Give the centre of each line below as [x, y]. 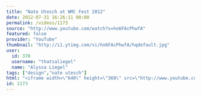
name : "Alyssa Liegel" [40, 67]
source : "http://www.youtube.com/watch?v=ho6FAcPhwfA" [76, 28]
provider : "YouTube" [32, 39]
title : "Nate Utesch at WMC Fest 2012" [56, 12]
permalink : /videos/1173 [37, 23]
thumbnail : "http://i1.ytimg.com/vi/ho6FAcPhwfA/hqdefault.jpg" [88, 45]
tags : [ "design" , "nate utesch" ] [46, 73]
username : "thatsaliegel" [44, 61]
